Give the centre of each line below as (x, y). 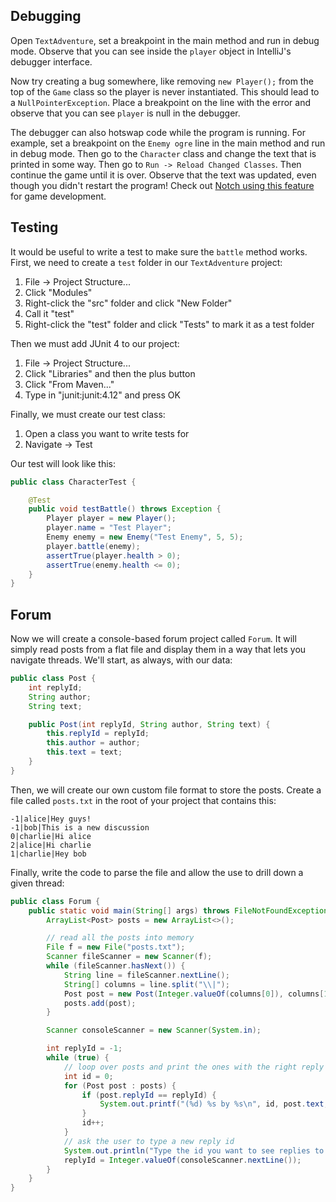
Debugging (46, 16)
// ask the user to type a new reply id (149, 1141)
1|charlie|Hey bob (48, 854)
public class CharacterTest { (73, 482)
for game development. (58, 196)
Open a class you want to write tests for (107, 433)
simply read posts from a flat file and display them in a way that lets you (158, 650)
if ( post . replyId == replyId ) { (149, 1095)
